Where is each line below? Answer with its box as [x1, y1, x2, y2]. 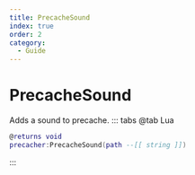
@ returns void [9, 132, 63, 142]
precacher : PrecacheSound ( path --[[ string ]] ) [9, 140, 187, 149]
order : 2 [9, 30, 42, 39]
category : [9, 38, 47, 48]
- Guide [17, 47, 47, 56]
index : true [9, 22, 54, 31]
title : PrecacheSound [9, 13, 91, 22]
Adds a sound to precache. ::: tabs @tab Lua [9, 115, 174, 126]
